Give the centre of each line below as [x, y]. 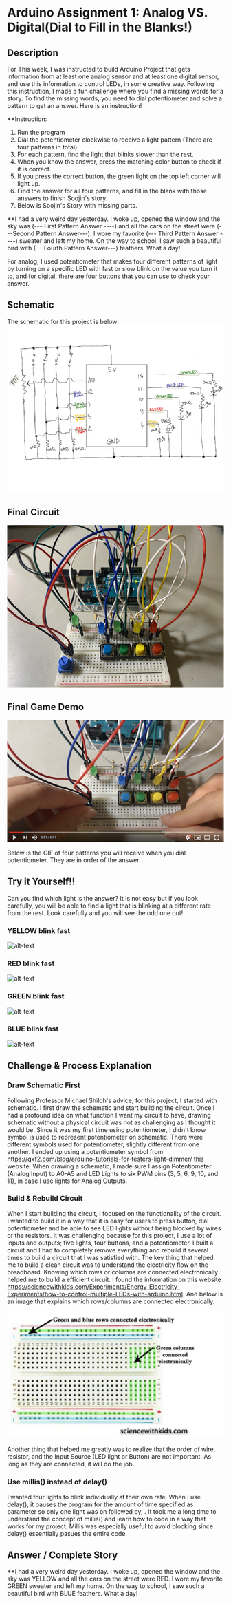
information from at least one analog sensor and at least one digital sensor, [113, 76]
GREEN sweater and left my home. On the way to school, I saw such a [106, 1586]
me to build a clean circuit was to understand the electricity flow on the [108, 1265]
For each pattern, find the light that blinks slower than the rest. [105, 154]
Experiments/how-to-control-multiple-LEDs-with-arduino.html [95, 1294]
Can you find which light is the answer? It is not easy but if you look [102, 898]
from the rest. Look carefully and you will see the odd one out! [95, 912]
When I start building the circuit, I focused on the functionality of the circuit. [114, 1213]
